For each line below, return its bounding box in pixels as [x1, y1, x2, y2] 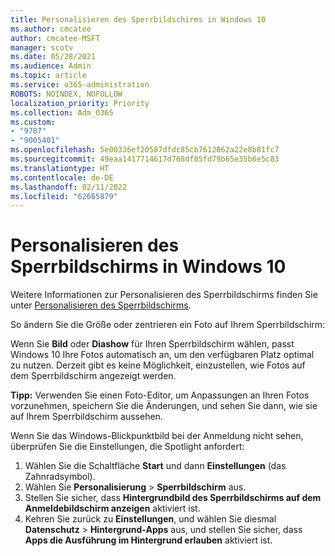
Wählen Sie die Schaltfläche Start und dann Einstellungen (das [24, 460, 287, 472]
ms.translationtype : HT [10, 163, 110, 173]
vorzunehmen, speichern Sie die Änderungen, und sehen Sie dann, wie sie [10, 400, 318, 412]
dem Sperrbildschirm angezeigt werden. [10, 370, 177, 382]
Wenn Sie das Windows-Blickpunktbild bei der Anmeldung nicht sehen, [10, 430, 304, 442]
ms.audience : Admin [10, 61, 92, 71]
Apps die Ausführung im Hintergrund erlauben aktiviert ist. [24, 534, 273, 546]
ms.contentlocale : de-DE [10, 172, 114, 183]
